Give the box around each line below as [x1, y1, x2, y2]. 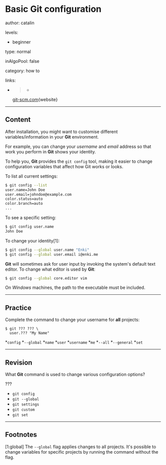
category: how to [5, 68, 40, 74]
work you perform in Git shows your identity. [5, 148, 96, 154]
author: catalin [5, 20, 35, 26]
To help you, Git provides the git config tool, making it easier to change [5, 158, 153, 164]
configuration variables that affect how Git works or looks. [5, 163, 124, 169]
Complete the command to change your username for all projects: [5, 317, 140, 323]
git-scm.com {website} [12, 96, 58, 102]
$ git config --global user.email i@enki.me [5, 252, 98, 257]
